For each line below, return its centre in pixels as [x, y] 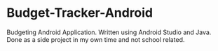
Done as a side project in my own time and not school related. [96, 39]
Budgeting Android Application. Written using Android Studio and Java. [109, 32]
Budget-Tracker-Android [80, 13]
